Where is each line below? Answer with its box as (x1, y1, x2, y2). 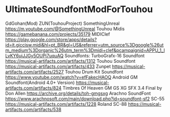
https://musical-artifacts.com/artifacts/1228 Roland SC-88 (5, 101, 127, 107)
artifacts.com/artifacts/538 (5, 106, 62, 112)
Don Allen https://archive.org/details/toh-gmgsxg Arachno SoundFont (5, 90, 151, 96)
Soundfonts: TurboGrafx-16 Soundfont (64, 52, 145, 59)
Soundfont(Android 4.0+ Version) (5, 80, 75, 86)
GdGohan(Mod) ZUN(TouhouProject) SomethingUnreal (5, 20, 120, 26)
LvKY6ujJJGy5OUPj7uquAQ (5, 52, 64, 59)
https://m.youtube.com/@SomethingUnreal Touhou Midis (5, 25, 125, 31)
